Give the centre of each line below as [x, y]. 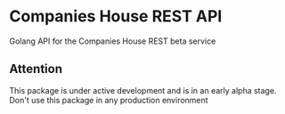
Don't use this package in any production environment [109, 100]
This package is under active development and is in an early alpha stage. [143, 90]
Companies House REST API [116, 16]
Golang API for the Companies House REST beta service [113, 41]
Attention [36, 69]
